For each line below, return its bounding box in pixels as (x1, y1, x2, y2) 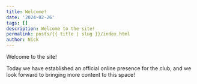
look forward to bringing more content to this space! (6, 71, 135, 78)
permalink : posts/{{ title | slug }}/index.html (6, 31, 130, 37)
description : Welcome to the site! (6, 25, 95, 32)
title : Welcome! (6, 8, 47, 15)
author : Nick (6, 37, 39, 43)
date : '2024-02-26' (6, 14, 55, 20)
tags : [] (6, 20, 28, 26)
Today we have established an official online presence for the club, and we (6, 65, 192, 72)
